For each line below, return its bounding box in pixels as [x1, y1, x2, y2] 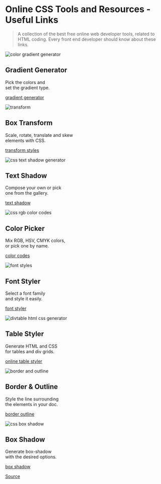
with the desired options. [5, 454, 57, 460]
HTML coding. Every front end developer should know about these [17, 36, 156, 42]
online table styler [5, 358, 43, 364]
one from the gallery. [5, 190, 49, 196]
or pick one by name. [5, 243, 49, 249]
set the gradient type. [5, 85, 50, 91]
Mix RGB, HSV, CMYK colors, [5, 237, 65, 244]
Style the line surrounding [5, 396, 59, 402]
